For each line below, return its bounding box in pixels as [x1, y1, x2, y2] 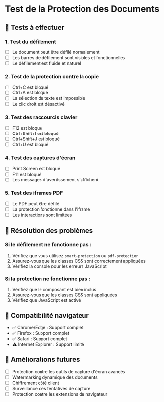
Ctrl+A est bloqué [12, 90, 48, 96]
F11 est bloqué [12, 171, 41, 177]
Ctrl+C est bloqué [12, 84, 49, 90]
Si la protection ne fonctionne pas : [5, 275, 90, 282]
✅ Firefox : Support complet [12, 330, 70, 336]
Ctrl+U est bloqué [12, 142, 49, 148]
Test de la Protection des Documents [5, 3, 160, 15]
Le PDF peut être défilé [12, 200, 60, 206]
